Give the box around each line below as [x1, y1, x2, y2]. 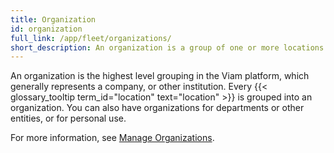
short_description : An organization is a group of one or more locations [10, 42, 325, 53]
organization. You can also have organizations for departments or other [10, 102, 305, 114]
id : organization [10, 24, 83, 34]
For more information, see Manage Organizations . [10, 132, 215, 144]
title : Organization [10, 14, 97, 25]
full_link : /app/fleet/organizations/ [10, 33, 172, 43]
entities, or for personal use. [10, 112, 127, 125]
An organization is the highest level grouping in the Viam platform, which [10, 70, 310, 82]
